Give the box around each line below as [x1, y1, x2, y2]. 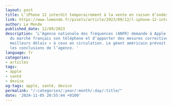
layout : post [5, 7, 33, 13]
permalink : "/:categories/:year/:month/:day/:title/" [5, 88, 123, 93]
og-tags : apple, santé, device [5, 83, 72, 88]
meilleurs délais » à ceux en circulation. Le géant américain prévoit [10, 41, 166, 46]
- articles [5, 60, 29, 65]
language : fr [5, 50, 33, 55]
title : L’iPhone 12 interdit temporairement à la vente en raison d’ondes [5, 12, 168, 17]
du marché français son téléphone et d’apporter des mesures [10, 36, 143, 41]
